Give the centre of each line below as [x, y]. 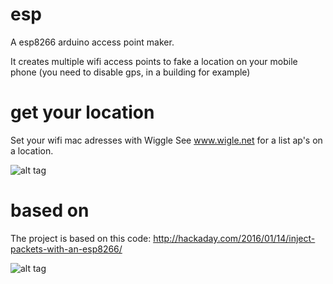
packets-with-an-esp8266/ [66, 249]
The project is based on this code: [81, 238]
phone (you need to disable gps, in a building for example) [130, 72]
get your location [82, 112]
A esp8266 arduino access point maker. [92, 42]
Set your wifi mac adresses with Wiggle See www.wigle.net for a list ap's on [166, 140]
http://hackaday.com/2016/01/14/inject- [234, 238]
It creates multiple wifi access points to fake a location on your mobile [154, 61]
